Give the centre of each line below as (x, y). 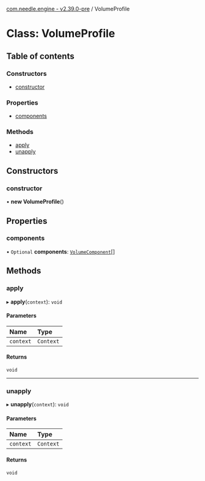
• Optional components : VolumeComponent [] (61, 252)
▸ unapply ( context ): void (38, 405)
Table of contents (40, 56)
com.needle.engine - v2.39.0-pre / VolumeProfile (68, 9)
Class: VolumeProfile (61, 34)
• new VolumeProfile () (35, 202)
